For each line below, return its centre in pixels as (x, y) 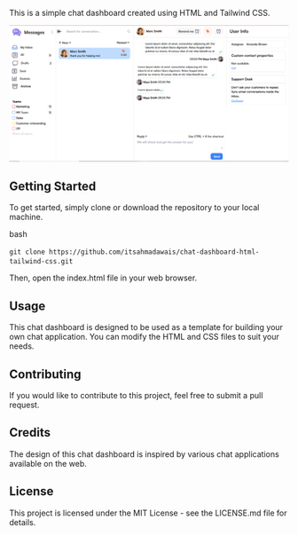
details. (23, 522)
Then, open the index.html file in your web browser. (103, 278)
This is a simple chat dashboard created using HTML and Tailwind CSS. (140, 13)
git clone (27, 252)
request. (24, 405)
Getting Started (53, 186)
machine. (26, 217)
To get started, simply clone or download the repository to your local (134, 208)
